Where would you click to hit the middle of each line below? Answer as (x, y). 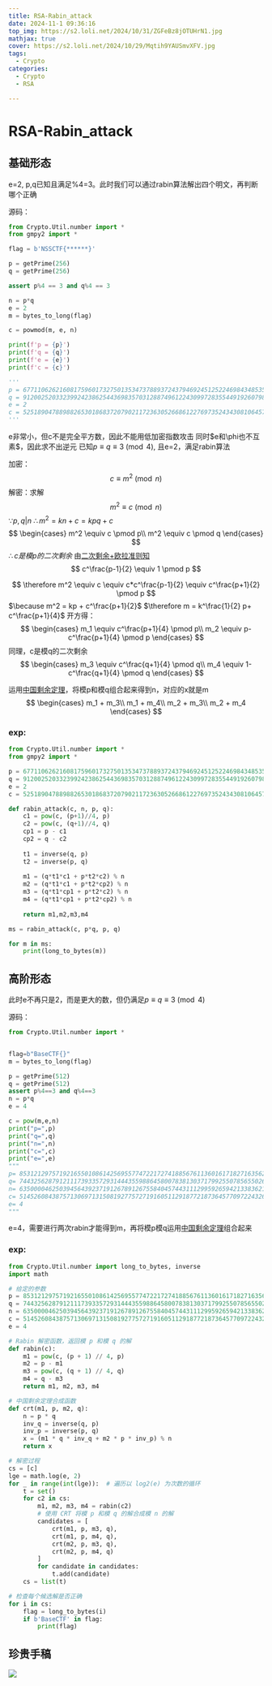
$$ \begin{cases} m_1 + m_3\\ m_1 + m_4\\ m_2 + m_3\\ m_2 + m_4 (136, 702)
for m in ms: (30, 944)
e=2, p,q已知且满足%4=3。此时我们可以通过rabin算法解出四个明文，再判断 (134, 184)
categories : (28, 69)
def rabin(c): (32, 1348)
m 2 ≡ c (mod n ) (136, 506)
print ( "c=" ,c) (32, 1151)
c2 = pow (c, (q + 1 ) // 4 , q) (67, 824)
